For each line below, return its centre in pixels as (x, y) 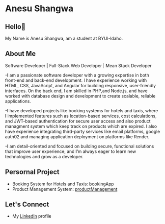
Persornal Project (32, 172)
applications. (18, 101)
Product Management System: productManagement (65, 189)
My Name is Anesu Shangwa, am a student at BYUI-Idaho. (64, 38)
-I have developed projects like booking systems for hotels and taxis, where (82, 110)
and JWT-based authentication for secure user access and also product (78, 121)
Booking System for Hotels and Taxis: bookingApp (63, 184)
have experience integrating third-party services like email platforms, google (82, 131)
